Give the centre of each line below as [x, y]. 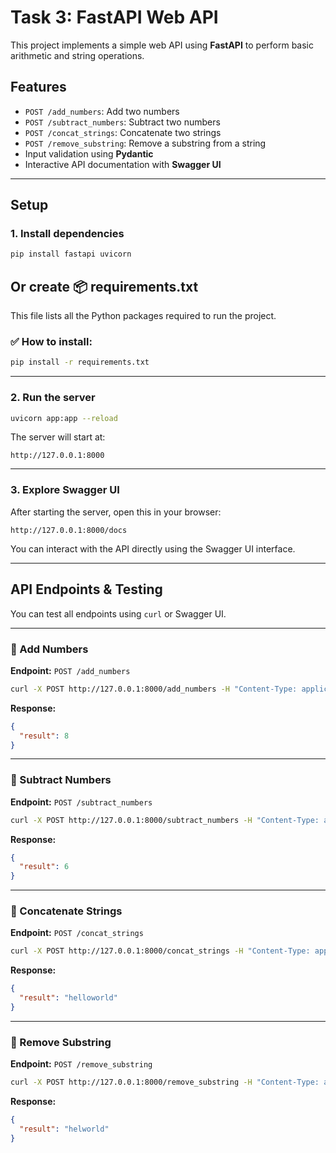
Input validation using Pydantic [89, 153]
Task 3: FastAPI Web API [114, 17]
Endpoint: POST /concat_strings [77, 933]
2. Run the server [53, 398]
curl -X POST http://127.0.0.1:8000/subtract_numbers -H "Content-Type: [165, 820]
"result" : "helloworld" [68, 998]
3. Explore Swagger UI [65, 490]
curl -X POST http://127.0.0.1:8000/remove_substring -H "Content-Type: [165, 1082]
